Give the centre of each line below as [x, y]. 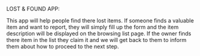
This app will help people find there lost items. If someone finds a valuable [100, 20]
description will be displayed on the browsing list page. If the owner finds [99, 33]
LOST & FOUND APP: [33, 9]
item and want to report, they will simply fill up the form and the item [93, 27]
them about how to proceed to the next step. [63, 46]
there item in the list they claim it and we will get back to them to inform [97, 40]
